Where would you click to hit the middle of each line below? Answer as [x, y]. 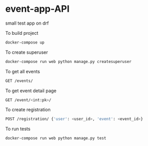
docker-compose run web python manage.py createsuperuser [68, 61]
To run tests [18, 129]
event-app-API [38, 9]
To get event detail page [31, 91]
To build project [22, 33]
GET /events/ [19, 81]
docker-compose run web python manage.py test [56, 138]
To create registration [28, 110]
